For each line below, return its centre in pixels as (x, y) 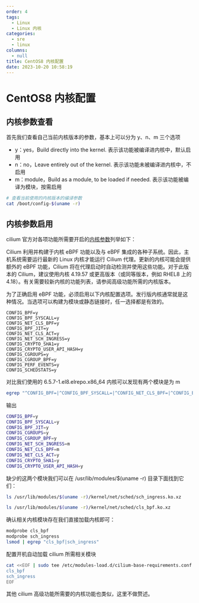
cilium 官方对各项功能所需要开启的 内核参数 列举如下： (71, 239)
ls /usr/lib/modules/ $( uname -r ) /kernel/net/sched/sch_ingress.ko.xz (94, 497)
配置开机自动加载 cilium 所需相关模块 (51, 554)
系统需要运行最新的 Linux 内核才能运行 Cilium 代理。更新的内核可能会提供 (101, 259)
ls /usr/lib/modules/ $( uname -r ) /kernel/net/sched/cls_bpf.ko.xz (88, 508)
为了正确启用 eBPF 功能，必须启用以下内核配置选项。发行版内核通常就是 (94, 294)
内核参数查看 (30, 121)
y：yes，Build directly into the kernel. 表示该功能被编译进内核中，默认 (100, 150)
